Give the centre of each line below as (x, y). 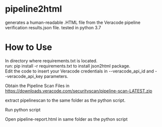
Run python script (23, 109)
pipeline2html (33, 9)
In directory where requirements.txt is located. (51, 61)
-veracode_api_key (24, 76)
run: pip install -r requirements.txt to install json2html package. (68, 66)
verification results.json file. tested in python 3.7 (53, 27)
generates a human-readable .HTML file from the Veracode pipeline (73, 22)
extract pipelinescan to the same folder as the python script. (65, 100)
